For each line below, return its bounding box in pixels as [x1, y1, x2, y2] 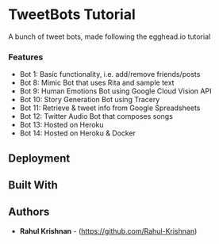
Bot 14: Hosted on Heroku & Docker [19, 128, 136, 138]
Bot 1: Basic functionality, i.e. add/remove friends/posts [19, 70, 201, 79]
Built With [8, 178, 58, 192]
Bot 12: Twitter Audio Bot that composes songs [19, 112, 173, 121]
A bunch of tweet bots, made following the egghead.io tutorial [8, 32, 211, 41]
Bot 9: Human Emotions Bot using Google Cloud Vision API [19, 86, 212, 96]
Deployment [8, 151, 71, 165]
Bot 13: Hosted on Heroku [19, 120, 105, 130]
